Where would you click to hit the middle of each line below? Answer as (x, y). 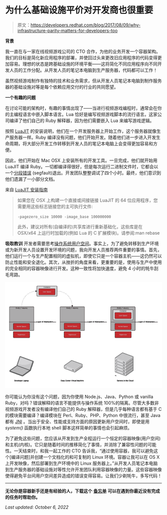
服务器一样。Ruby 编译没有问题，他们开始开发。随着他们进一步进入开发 (83, 137)
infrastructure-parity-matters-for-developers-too (67, 30)
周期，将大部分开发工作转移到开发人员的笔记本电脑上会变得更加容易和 (81, 143)
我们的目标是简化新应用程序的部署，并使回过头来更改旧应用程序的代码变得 (81, 57)
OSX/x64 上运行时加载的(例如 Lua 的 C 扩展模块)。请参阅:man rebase (88, 233)
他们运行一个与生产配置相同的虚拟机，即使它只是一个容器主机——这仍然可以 (83, 256)
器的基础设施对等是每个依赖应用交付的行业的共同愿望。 (62, 87)
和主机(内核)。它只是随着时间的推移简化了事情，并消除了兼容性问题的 (77, 444)
